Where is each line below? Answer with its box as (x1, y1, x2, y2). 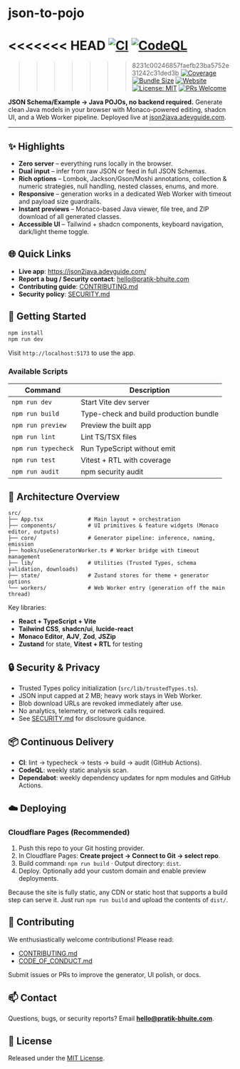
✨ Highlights (8, 140, 65, 153)
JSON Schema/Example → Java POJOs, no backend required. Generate (8, 98, 223, 106)
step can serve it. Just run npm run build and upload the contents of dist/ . (8, 895, 229, 904)
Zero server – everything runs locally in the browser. (18, 159, 173, 168)
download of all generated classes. (18, 212, 122, 220)
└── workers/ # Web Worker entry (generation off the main (8, 585, 225, 592)
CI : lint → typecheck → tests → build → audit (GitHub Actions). (18, 758, 202, 767)
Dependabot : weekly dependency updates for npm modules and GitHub (18, 774, 231, 782)
